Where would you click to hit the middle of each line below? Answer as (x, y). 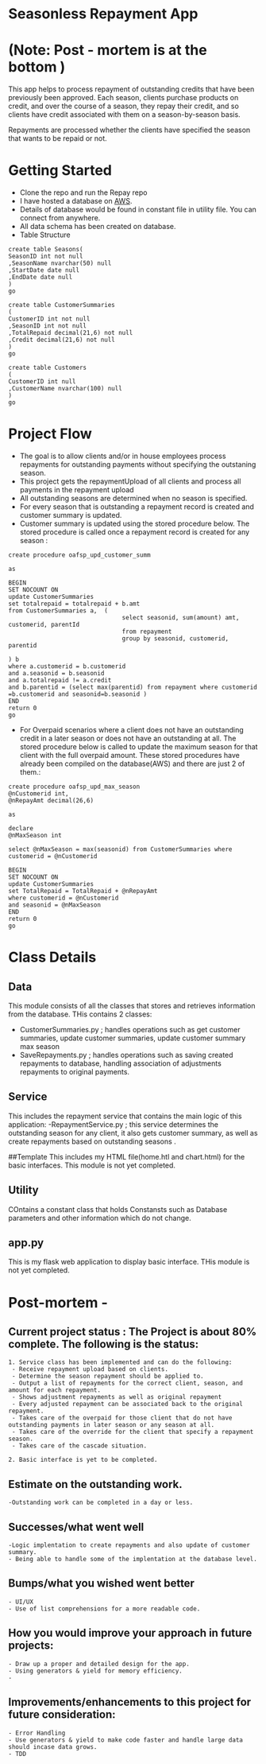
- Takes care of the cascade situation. (79, 1446)
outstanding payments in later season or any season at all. (112, 1425)
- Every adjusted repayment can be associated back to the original (127, 1405)
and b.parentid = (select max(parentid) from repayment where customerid (133, 687)
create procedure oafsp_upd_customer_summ (79, 555)
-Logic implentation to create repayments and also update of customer (129, 1545)
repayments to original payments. (74, 1072)
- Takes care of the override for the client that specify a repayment (133, 1432)
